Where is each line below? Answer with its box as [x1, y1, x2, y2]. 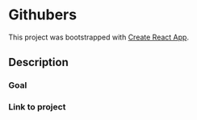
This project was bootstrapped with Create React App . [8, 32, 190, 42]
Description [8, 56, 69, 69]
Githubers [8, 6, 78, 24]
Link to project [8, 101, 66, 113]
